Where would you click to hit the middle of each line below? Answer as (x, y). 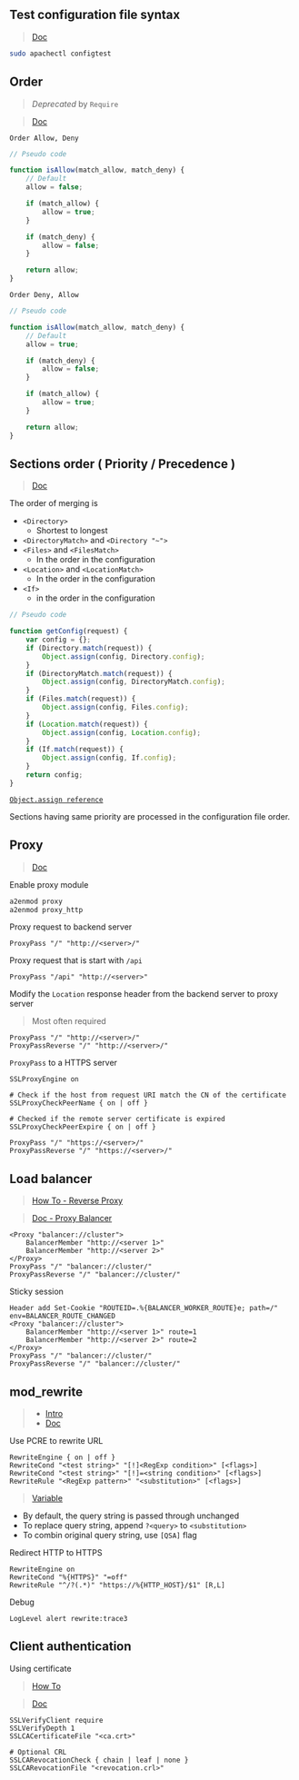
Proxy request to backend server (71, 927)
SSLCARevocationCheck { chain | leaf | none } (99, 1760)
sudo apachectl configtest (60, 54)
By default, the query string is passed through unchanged (130, 1516)
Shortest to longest (72, 531)
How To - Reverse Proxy (77, 1201)
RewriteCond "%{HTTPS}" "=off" (69, 1577)
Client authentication (70, 1647)
